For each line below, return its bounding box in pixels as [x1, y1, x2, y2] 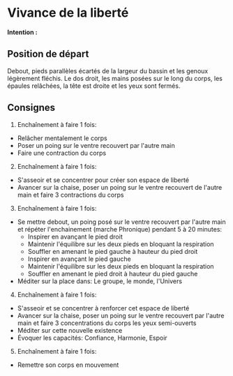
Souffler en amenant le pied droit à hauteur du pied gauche [27, 269, 198, 278]
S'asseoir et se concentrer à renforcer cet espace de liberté [17, 303, 190, 312]
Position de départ [7, 48, 89, 60]
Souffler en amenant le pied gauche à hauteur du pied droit [27, 247, 198, 255]
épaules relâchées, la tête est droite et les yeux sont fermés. [7, 82, 181, 90]
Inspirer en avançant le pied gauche [27, 255, 131, 263]
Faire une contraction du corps [17, 149, 107, 157]
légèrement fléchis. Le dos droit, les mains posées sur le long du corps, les [7, 74, 223, 82]
